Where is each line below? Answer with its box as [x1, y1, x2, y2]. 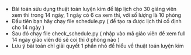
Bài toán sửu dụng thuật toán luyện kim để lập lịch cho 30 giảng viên [11, 6, 177, 12]
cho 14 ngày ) [11, 24, 45, 31]
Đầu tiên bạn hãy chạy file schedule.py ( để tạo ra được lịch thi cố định [11, 18, 182, 24]
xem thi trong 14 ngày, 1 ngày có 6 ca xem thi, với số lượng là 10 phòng [11, 12, 182, 19]
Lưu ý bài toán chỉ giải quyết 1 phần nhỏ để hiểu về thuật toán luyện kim [11, 42, 184, 49]
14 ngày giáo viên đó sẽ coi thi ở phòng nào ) [11, 36, 120, 43]
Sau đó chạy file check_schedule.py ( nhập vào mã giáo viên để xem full [11, 30, 186, 37]
